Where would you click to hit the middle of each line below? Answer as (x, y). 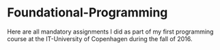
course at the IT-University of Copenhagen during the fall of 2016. (100, 38)
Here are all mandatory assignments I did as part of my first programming (110, 32)
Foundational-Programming (87, 13)
